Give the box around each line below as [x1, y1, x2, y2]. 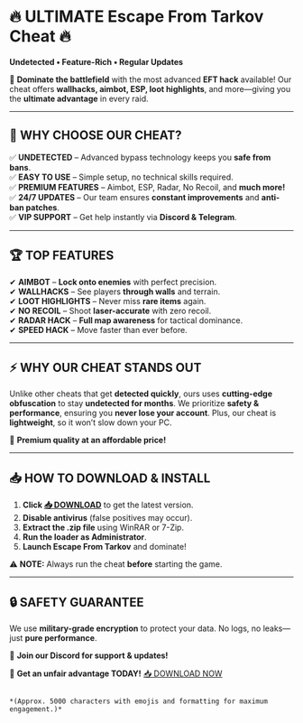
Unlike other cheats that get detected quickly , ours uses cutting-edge [9, 388, 273, 399]
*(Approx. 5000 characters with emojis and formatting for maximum [9, 697, 269, 706]
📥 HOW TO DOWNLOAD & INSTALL [9, 470, 211, 486]
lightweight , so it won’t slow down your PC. [9, 417, 173, 428]
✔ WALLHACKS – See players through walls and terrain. [9, 286, 221, 297]
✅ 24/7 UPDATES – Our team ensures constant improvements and [9, 191, 260, 202]
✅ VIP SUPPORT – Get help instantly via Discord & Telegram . [9, 211, 237, 222]
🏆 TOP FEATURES [9, 248, 115, 264]
